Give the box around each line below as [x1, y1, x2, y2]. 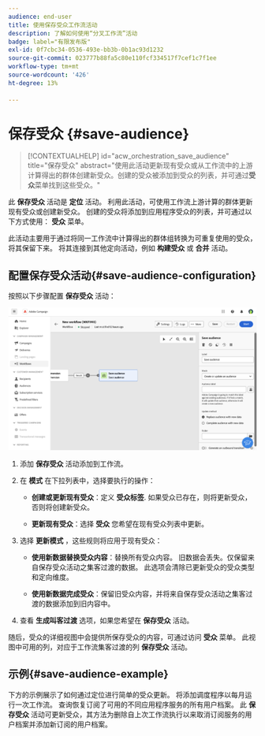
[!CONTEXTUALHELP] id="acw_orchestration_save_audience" [27, 151, 230, 161]
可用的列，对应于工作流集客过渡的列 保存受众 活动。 [21, 642, 192, 652]
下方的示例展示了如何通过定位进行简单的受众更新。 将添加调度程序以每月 [8, 690, 245, 699]
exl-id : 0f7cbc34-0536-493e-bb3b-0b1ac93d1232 [8, 46, 164, 54]
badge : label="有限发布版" [8, 38, 91, 46]
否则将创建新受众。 [31, 502, 95, 511]
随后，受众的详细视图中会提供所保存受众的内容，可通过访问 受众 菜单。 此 [8, 632, 249, 641]
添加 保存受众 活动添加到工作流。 [19, 459, 128, 468]
